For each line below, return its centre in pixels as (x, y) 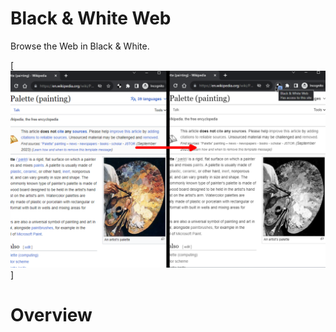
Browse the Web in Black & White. (80, 46)
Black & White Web (91, 18)
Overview (51, 315)
